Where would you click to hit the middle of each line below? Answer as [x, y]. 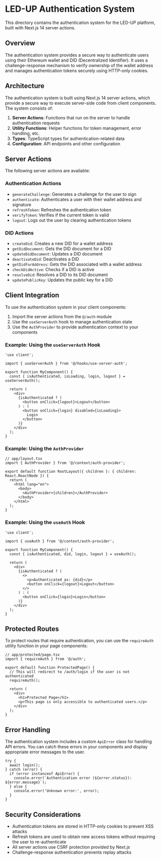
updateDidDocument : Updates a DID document [57, 254]
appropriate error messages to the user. [45, 752]
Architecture [25, 86]
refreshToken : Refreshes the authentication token [61, 209]
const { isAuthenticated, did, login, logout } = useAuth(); [73, 554]
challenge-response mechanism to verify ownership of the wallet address [79, 65]
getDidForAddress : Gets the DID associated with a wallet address [77, 264]
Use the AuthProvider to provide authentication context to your [75, 327]
